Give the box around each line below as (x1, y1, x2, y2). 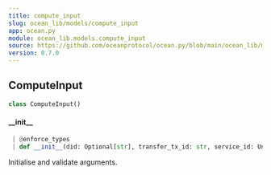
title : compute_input (8, 11, 81, 20)
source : (8, 42, 35, 50)
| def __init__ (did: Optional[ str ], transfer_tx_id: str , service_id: (11, 142, 254, 151)
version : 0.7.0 (8, 49, 60, 57)
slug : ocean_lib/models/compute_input (8, 19, 139, 27)
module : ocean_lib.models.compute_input (8, 34, 147, 43)
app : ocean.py (8, 26, 56, 35)
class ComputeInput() (8, 100, 81, 108)
